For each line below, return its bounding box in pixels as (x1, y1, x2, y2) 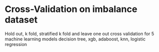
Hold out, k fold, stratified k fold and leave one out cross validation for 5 (5, 30, 154, 36)
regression (5, 41, 27, 47)
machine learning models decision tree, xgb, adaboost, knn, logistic (5, 36, 146, 42)
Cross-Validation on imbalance (5, 3, 138, 15)
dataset (5, 14, 38, 25)
